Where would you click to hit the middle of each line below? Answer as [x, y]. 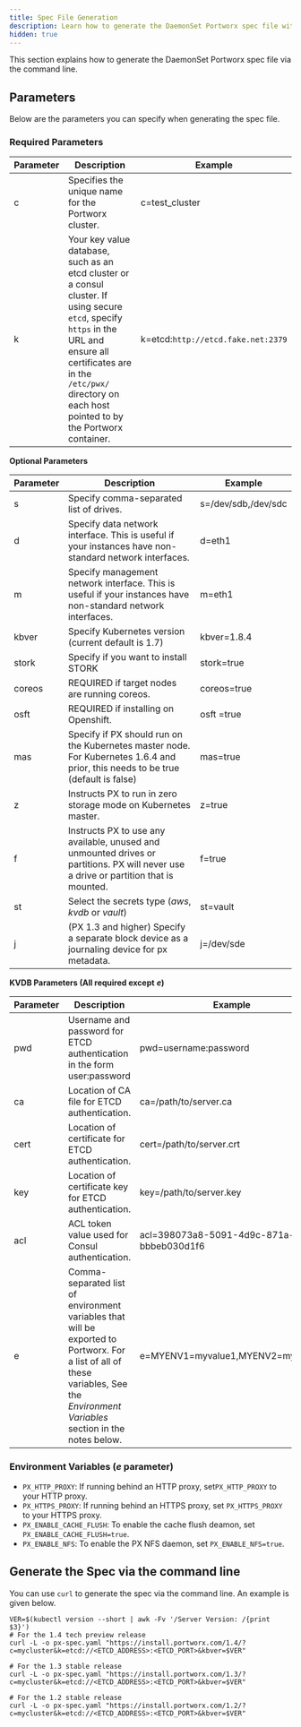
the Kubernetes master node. [129, 746]
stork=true [222, 663]
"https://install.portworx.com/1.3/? [176, 1674]
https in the [92, 330]
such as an [90, 262]
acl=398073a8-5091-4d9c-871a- [217, 1235]
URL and [86, 340]
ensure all [88, 352]
